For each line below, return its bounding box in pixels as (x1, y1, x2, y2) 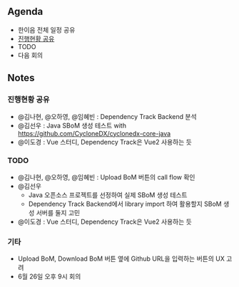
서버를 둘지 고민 (36, 208, 81, 216)
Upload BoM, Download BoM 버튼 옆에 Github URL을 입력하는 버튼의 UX (17, 254, 225, 263)
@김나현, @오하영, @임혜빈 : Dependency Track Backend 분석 (17, 112, 198, 120)
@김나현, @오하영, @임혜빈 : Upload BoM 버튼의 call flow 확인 (17, 172, 195, 181)
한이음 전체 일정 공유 (17, 25, 76, 34)
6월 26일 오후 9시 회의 (17, 272, 81, 281)
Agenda (7, 6, 44, 18)
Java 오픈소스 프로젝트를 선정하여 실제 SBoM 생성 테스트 (28, 190, 188, 199)
